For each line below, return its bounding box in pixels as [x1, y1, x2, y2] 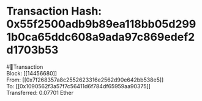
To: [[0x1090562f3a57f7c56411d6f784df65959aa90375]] [6, 82, 151, 89]
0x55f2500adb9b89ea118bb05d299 [6, 17, 196, 31]
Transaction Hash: [6, 4, 102, 18]
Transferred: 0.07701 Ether [6, 89, 73, 96]
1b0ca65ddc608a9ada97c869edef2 [6, 30, 195, 44]
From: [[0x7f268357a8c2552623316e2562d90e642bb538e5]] [6, 76, 164, 83]
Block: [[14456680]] [6, 69, 57, 77]
